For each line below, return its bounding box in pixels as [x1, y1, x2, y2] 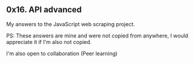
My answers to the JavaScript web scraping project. [6, 20, 135, 27]
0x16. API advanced [6, 5, 82, 15]
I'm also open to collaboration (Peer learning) [6, 50, 118, 57]
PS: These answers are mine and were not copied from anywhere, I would [6, 32, 189, 39]
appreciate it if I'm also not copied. [6, 38, 92, 45]
